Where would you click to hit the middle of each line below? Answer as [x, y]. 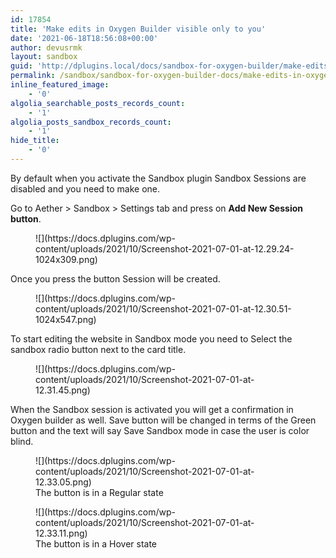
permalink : [33, 76]
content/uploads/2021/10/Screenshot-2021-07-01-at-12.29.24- [165, 248]
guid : [21, 66]
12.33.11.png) [61, 533]
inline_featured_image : [60, 85]
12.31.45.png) [63, 390]
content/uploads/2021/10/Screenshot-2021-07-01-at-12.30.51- [163, 308]
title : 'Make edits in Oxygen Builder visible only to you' [138, 29]
